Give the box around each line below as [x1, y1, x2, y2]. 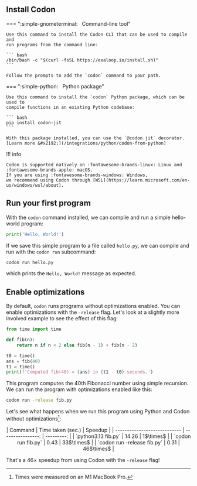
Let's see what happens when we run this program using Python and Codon [6, 408, 190, 415]
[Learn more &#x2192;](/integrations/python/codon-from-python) [6, 140, 167, 146]
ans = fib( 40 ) [6, 358, 41, 364]
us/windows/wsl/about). [6, 182, 64, 188]
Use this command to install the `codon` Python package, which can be [6, 94, 185, 100]
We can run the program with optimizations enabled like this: [6, 386, 152, 393]
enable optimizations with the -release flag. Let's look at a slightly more [6, 309, 180, 316]
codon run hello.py [6, 259, 54, 265]
